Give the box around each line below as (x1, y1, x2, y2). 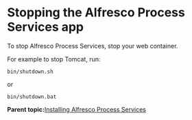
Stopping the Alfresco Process (7, 5, 185, 20)
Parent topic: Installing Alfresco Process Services (7, 105, 146, 113)
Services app (7, 19, 84, 35)
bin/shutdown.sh (7, 68, 53, 75)
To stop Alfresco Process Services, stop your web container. (7, 42, 178, 50)
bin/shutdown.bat (7, 93, 57, 100)
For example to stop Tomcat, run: (7, 55, 101, 63)
